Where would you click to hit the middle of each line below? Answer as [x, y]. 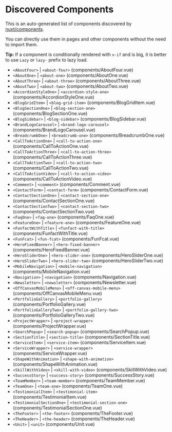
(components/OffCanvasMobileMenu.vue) [57, 293]
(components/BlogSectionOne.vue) [50, 113]
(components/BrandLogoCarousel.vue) [54, 130]
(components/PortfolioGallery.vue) [49, 304]
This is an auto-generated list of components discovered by [69, 24]
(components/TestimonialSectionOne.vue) [58, 408]
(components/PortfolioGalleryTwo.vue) [54, 315]
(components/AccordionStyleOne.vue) [54, 97]
